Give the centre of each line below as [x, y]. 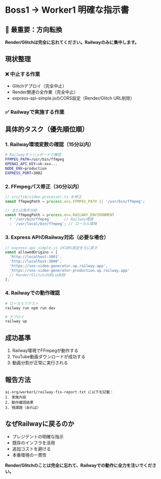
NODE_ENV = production [26, 168]
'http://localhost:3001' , [36, 257]
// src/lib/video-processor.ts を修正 [43, 197]
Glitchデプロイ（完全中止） [39, 86]
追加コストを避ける [31, 449]
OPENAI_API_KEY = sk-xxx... [31, 164]
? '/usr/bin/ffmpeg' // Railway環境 [51, 219]
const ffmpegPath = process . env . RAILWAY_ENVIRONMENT [60, 215]
